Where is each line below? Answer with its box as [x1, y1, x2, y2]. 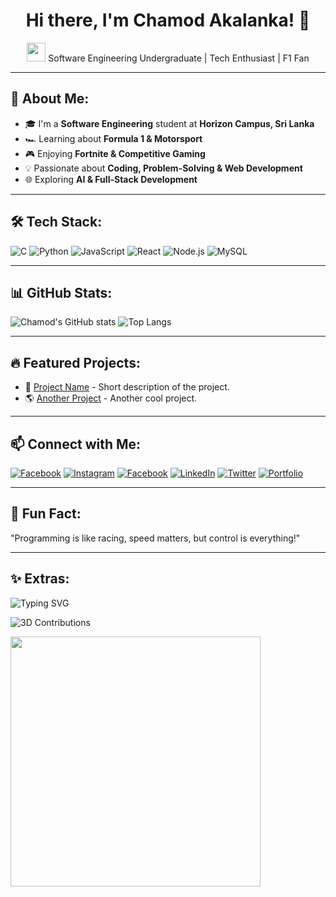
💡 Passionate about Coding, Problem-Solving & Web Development [24, 162, 303, 174]
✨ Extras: [10, 570, 70, 588]
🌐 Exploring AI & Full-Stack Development [24, 173, 198, 185]
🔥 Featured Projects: [10, 354, 141, 371]
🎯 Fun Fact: [10, 505, 82, 523]
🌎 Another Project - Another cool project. [24, 392, 198, 404]
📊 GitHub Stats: [10, 284, 113, 301]
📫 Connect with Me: [10, 435, 142, 453]
